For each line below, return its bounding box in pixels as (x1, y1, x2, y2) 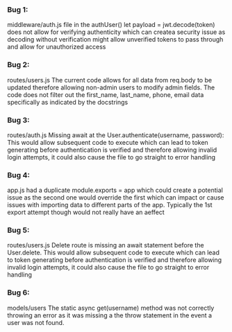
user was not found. (7, 318, 65, 326)
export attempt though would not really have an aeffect (7, 208, 165, 216)
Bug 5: (7, 225, 30, 235)
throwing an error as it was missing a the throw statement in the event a (7, 311, 213, 320)
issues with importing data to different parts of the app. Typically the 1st (7, 201, 213, 209)
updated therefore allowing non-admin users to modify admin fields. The (7, 83, 215, 91)
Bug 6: (7, 288, 30, 297)
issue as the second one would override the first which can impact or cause (7, 193, 224, 202)
